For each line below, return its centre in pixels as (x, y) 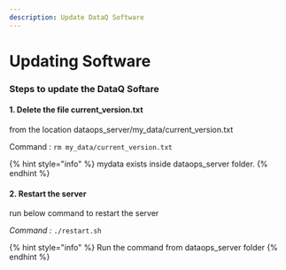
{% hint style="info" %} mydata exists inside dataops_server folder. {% (139, 164)
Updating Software (80, 61)
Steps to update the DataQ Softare (84, 89)
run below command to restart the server (84, 213)
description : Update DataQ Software (77, 17)
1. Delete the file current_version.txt (76, 110)
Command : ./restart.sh (55, 230)
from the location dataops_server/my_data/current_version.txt (121, 129)
